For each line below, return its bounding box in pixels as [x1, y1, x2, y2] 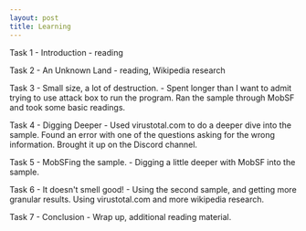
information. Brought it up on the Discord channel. [9, 139, 198, 150]
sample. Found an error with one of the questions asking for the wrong [9, 129, 276, 140]
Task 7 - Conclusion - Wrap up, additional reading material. [9, 211, 232, 222]
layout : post [9, 13, 59, 23]
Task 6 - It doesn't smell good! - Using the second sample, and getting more [9, 184, 297, 194]
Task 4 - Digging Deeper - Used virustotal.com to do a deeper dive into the [9, 120, 292, 131]
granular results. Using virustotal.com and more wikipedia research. [9, 194, 265, 205]
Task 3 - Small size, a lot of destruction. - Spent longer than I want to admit [9, 82, 292, 93]
